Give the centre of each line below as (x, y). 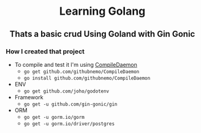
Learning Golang (102, 11)
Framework (29, 97)
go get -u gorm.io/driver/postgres (69, 124)
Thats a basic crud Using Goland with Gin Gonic (102, 34)
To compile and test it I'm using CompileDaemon (76, 64)
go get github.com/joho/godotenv (66, 91)
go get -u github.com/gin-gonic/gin (70, 104)
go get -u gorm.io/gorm (54, 117)
